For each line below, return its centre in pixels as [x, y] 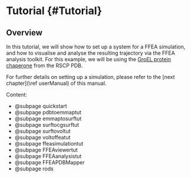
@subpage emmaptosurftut [48, 118]
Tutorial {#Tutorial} [54, 11]
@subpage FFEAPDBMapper [50, 162]
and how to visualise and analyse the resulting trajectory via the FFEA [90, 53]
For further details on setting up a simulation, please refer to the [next [90, 77]
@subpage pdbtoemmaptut [48, 112]
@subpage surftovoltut [42, 131]
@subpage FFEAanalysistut [48, 156]
